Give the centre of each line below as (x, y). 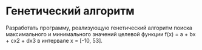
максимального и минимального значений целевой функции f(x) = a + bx (101, 34)
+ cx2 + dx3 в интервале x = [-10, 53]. (54, 40)
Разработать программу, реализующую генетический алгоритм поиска (99, 28)
